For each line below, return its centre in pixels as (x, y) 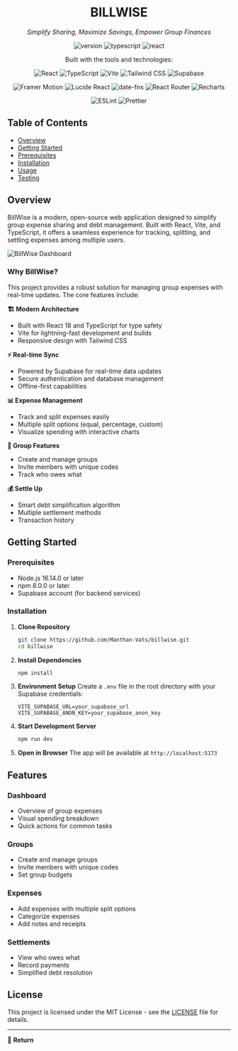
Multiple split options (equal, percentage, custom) (90, 424)
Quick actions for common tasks (65, 826)
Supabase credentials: (50, 694)
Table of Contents (48, 123)
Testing (29, 177)
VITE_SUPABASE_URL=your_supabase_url (73, 707)
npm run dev (35, 739)
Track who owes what (50, 474)
